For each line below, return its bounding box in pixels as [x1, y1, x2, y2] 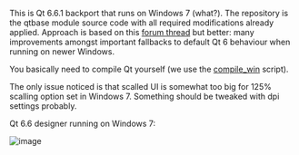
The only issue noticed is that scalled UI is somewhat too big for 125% [9, 82, 273, 92]
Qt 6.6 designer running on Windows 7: [9, 118, 156, 129]
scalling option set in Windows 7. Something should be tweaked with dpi [9, 91, 280, 102]
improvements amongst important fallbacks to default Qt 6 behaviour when [9, 36, 291, 47]
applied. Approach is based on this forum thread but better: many [9, 27, 254, 37]
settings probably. [9, 101, 77, 111]
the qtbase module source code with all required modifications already [9, 17, 274, 28]
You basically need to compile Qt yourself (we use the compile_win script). [9, 63, 289, 74]
